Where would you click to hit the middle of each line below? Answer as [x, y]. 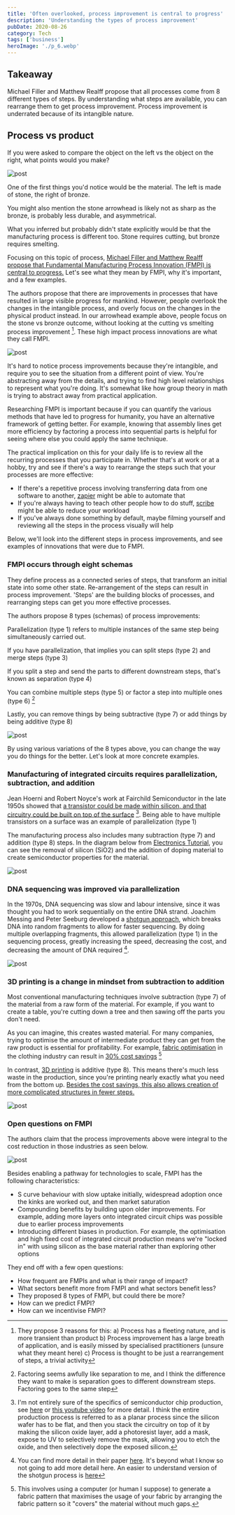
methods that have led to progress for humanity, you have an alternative [111, 417]
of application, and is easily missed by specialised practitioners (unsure [120, 1346]
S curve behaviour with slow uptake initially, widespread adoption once [120, 1194]
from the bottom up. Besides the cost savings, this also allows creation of [113, 1085]
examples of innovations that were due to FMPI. [76, 547]
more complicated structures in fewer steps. [71, 1092]
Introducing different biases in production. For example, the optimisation [121, 1232]
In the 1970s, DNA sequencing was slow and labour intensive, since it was [114, 904]
